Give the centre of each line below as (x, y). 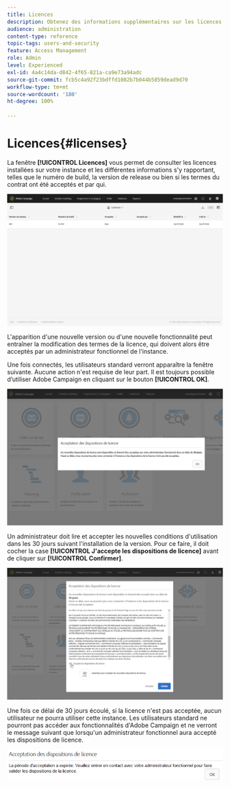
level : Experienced (35, 65)
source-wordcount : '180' (42, 94)
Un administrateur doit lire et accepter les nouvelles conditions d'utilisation (112, 536)
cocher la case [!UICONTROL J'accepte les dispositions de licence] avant (113, 551)
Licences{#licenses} (67, 144)
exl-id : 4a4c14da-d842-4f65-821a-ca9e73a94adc (75, 72)
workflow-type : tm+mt (38, 87)
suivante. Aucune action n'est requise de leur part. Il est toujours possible (111, 372)
